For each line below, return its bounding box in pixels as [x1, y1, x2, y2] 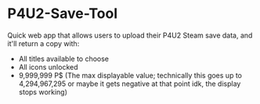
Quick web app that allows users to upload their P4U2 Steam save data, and [7, 30, 253, 40]
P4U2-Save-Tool [7, 5, 118, 23]
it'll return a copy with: [7, 38, 80, 48]
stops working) [18, 87, 68, 96]
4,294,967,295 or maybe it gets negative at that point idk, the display [18, 79, 241, 88]
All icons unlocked [18, 62, 78, 71]
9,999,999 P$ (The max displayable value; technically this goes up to [18, 70, 242, 80]
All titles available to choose [18, 54, 110, 63]
